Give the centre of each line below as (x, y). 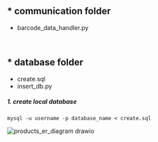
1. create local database (42, 102)
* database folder (45, 62)
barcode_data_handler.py (53, 27)
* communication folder (59, 11)
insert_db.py (35, 86)
